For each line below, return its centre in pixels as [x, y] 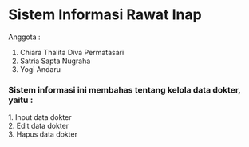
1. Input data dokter [40, 117]
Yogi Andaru [40, 69]
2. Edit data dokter [39, 126]
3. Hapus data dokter [43, 134]
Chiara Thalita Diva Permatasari [72, 52]
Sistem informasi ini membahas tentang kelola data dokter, [125, 89]
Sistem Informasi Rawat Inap [105, 15]
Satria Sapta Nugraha [55, 61]
